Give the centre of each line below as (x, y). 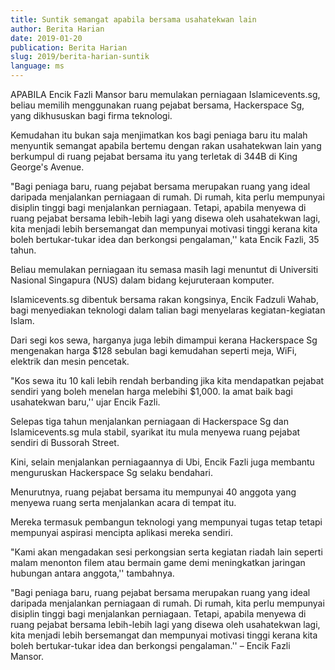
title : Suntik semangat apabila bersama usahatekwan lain (133, 19)
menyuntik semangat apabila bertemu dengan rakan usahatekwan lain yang (166, 145)
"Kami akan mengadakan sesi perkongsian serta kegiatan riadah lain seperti (166, 552)
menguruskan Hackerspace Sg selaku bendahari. (111, 472)
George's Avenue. (47, 167)
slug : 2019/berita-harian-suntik (80, 57)
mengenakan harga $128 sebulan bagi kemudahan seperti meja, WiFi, (154, 350)
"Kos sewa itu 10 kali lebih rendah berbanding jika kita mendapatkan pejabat (167, 380)
